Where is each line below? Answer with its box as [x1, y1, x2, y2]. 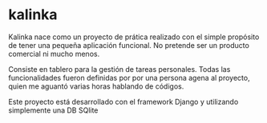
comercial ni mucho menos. [8, 49, 100, 58]
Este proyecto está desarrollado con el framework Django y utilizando [8, 97, 239, 106]
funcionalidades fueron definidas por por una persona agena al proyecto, [8, 73, 250, 82]
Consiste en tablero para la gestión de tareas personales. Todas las [8, 64, 231, 73]
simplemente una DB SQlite [8, 105, 99, 115]
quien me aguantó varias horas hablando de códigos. [8, 81, 184, 91]
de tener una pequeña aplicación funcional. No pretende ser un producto [8, 40, 250, 50]
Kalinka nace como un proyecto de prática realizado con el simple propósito [8, 32, 260, 42]
